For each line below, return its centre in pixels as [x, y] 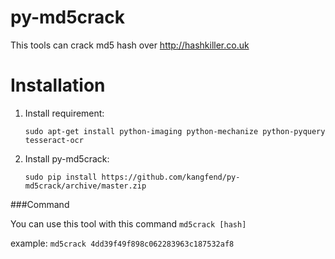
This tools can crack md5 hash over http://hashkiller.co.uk [130, 45]
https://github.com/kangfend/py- [171, 177]
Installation [58, 85]
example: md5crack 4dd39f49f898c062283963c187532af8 [122, 243]
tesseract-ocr [54, 140]
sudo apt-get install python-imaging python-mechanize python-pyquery [175, 131]
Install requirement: [64, 113]
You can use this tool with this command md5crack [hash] [128, 223]
